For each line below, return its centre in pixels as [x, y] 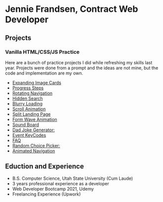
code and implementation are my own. [44, 73]
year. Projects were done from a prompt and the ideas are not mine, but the [82, 68]
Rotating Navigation [32, 93]
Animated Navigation [34, 151]
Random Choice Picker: [36, 145]
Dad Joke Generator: [34, 130]
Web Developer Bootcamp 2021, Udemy [53, 189]
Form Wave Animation [35, 119]
